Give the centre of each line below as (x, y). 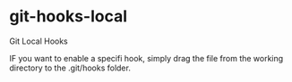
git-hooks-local (69, 16)
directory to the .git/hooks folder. (70, 68)
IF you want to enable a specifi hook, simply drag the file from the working (146, 58)
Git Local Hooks (39, 41)
